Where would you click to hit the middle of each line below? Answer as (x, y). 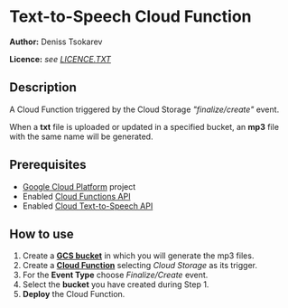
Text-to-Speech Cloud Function (130, 17)
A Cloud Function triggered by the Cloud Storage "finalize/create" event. (144, 109)
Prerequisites (48, 165)
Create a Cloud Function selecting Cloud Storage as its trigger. (139, 266)
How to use (42, 233)
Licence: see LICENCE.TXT (60, 59)
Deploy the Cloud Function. (74, 294)
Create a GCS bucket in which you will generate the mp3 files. (138, 256)
